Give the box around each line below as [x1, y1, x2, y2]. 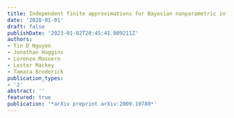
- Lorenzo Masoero [7, 56, 61, 62]
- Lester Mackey [7, 62, 54, 69]
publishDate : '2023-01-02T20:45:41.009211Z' [7, 29, 139, 37]
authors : [7, 36, 33, 43]
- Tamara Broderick [7, 68, 64, 75]
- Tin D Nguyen [7, 42, 52, 49]
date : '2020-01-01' [7, 17, 64, 24]
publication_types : [7, 74, 64, 82]
